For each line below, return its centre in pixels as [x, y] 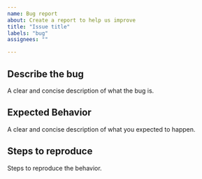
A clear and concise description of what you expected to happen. [101, 129]
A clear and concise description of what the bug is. [81, 91]
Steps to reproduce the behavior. [55, 168]
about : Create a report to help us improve [72, 20]
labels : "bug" [28, 33]
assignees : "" [28, 40]
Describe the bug [45, 74]
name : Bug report [33, 14]
